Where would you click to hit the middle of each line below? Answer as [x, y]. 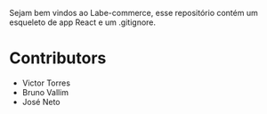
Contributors [58, 58]
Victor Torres [46, 83]
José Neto [41, 102]
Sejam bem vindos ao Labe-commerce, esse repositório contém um [133, 13]
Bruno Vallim [45, 92]
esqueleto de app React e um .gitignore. [83, 22]
